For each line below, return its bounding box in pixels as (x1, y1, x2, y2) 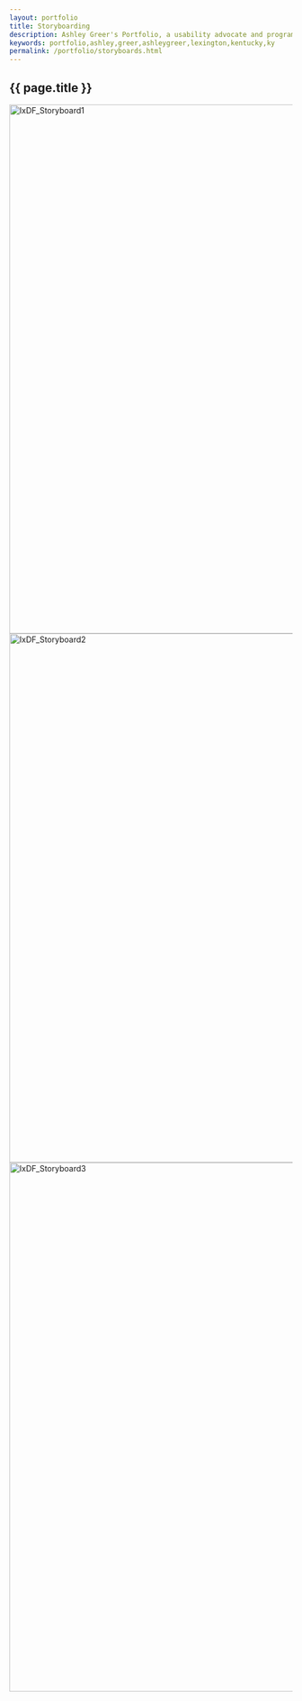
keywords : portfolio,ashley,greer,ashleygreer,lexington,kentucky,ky (9, 38, 276, 48)
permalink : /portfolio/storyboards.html (9, 47, 164, 56)
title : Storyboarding (9, 22, 91, 31)
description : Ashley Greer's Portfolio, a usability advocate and (9, 30, 263, 39)
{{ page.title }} (9, 80, 93, 95)
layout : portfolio (9, 13, 78, 23)
